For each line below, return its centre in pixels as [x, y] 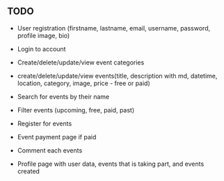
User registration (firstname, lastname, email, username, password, [114, 28]
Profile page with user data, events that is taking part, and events [111, 164]
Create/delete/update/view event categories [81, 62]
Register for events [45, 123]
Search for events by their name [63, 96]
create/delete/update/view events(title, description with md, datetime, [117, 76]
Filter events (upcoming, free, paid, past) [76, 110]
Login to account [41, 49]
